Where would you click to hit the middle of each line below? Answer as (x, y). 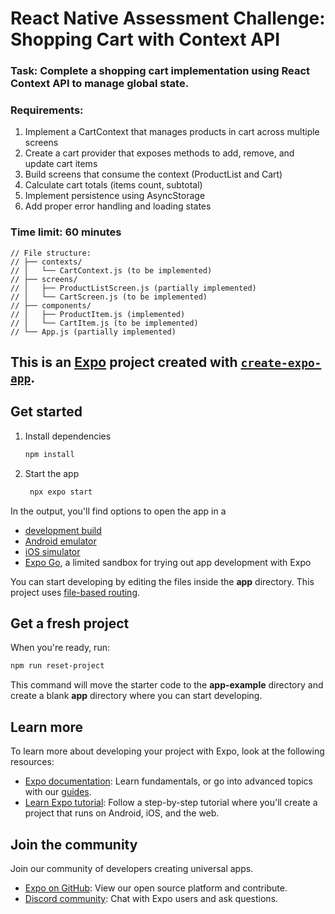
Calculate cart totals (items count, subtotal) (113, 185)
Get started (46, 412)
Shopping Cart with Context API (145, 39)
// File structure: (51, 253)
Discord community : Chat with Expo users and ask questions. (151, 898)
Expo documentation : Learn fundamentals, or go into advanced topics (168, 781)
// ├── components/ (51, 305)
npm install (49, 454)
